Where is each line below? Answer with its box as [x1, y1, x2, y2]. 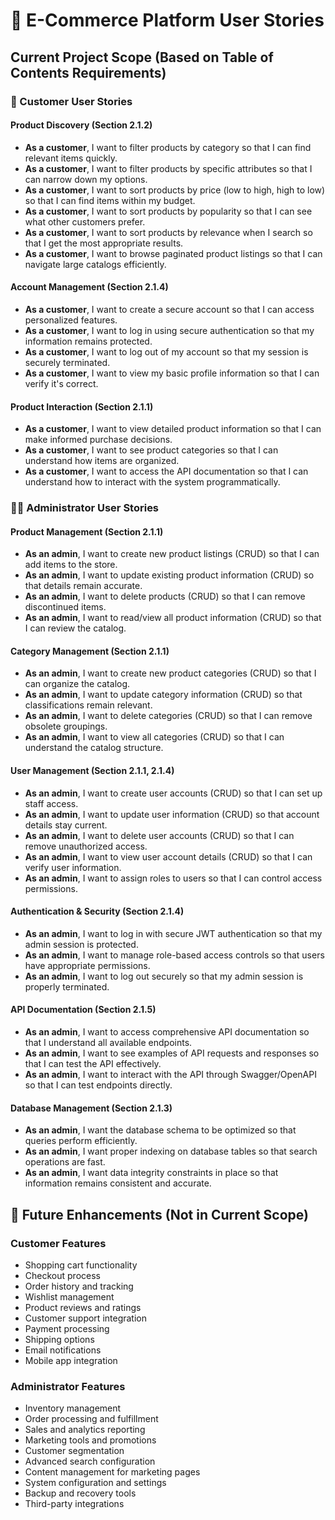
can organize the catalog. [24, 678, 131, 690]
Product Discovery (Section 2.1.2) [10, 119, 153, 131]
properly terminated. [24, 980, 110, 993]
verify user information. [24, 861, 122, 873]
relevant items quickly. [24, 152, 118, 164]
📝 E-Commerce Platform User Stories [10, 9, 325, 32]
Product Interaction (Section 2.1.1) [10, 400, 154, 413]
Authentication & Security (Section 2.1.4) [10, 905, 185, 918]
